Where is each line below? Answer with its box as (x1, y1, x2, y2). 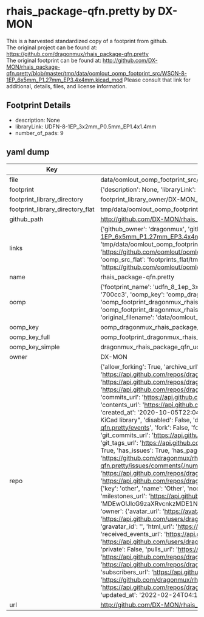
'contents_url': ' (100, 400, 144, 409)
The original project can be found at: (6, 44, 98, 51)
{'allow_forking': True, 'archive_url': (100, 362, 200, 371)
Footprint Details (6, 100, 71, 111)
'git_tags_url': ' (100, 438, 142, 447)
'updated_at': (100, 590, 138, 599)
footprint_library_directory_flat (9, 205, 95, 214)
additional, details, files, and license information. (6, 82, 127, 89)
